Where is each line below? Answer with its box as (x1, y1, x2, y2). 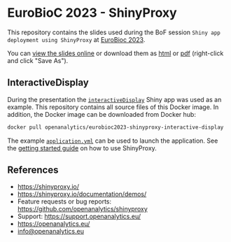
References (7, 164, 59, 176)
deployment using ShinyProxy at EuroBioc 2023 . (7, 35, 146, 43)
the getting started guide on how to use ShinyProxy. (7, 143, 157, 152)
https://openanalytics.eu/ (17, 220, 90, 228)
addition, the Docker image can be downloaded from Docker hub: (7, 110, 196, 118)
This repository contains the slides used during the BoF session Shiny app (7, 28, 220, 36)
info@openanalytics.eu (17, 227, 84, 236)
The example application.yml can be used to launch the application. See (7, 136, 218, 145)
